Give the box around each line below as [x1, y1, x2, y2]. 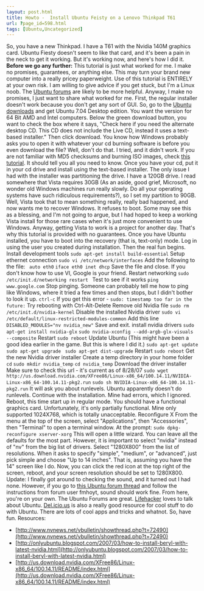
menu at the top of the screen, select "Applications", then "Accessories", [6, 417, 188, 424]
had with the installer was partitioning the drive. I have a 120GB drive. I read [6, 172, 196, 180]
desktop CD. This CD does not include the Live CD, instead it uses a [6, 127, 177, 134]
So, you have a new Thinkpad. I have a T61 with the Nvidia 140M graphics [6, 43, 191, 50]
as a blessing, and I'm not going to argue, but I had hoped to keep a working [6, 211, 198, 218]
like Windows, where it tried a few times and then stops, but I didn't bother [6, 289, 193, 296]
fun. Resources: [6, 515, 46, 522]
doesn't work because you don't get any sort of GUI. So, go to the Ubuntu [6, 101, 192, 109]
